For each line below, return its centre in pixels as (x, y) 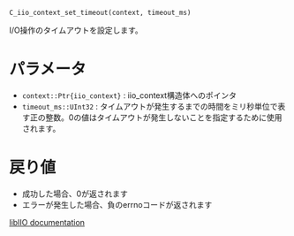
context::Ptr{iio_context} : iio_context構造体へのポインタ (129, 95)
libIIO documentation (47, 222)
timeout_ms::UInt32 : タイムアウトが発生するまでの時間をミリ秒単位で (150, 106)
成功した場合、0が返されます (75, 194)
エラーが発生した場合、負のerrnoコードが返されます (117, 204)
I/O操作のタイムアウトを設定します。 (76, 30)
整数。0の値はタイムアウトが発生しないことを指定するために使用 (164, 117)
